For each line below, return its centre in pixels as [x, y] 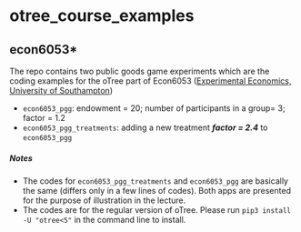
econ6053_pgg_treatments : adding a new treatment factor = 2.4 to [145, 127]
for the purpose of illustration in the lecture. [104, 200]
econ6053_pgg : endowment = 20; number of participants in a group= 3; [154, 108]
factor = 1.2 [44, 118]
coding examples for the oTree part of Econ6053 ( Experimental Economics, [150, 81]
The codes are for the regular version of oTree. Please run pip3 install [156, 209]
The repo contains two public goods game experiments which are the [140, 71]
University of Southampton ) [61, 91]
